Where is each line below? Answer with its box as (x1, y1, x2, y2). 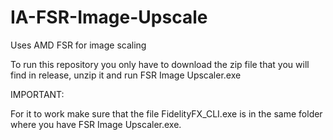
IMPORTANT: (10, 88, 65, 100)
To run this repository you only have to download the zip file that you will (10, 58, 310, 70)
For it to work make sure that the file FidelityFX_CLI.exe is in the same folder (10, 107, 323, 120)
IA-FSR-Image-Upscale (10, 6, 208, 29)
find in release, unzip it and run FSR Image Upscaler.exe (10, 69, 242, 81)
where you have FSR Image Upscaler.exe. (10, 118, 182, 130)
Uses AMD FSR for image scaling (10, 39, 147, 51)
